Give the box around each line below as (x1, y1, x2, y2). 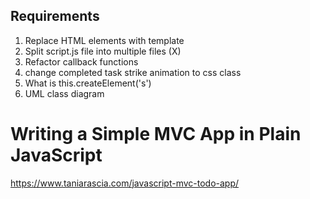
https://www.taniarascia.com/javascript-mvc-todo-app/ (10, 177, 240, 189)
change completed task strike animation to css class (24, 66, 242, 78)
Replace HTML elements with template (24, 34, 185, 46)
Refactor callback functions (24, 55, 139, 68)
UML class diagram (24, 87, 105, 99)
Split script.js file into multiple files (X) (24, 45, 182, 57)
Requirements (10, 8, 100, 25)
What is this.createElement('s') (24, 77, 152, 89)
